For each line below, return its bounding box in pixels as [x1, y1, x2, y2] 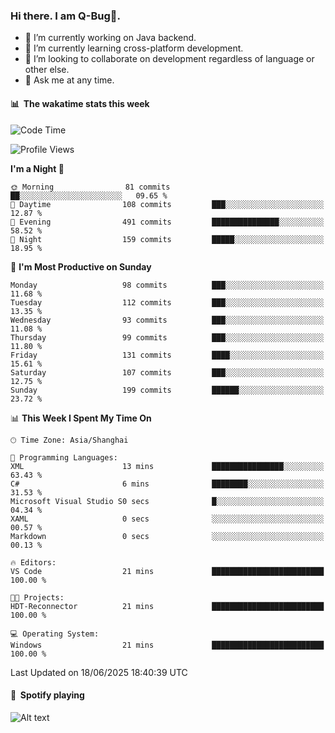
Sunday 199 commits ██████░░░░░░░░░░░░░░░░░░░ [10, 385, 325, 395]
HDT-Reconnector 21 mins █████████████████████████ [10, 601, 325, 611]
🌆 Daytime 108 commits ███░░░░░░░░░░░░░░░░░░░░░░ [10, 199, 325, 209]
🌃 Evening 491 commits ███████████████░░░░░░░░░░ [10, 217, 325, 227]
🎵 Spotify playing [10, 689, 85, 701]
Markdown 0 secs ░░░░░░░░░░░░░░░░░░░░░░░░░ [10, 531, 325, 541]
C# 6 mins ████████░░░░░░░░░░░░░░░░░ [10, 479, 325, 489]
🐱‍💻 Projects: [10, 592, 65, 603]
